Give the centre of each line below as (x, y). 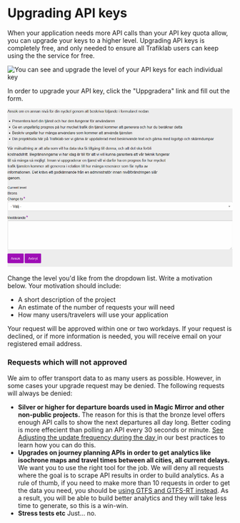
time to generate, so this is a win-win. (73, 505)
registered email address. (45, 344)
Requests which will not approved (67, 362)
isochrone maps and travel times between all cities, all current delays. (124, 460)
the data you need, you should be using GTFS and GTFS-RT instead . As (123, 490)
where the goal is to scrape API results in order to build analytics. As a (121, 475)
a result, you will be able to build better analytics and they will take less (122, 498)
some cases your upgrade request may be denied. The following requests (116, 385)
